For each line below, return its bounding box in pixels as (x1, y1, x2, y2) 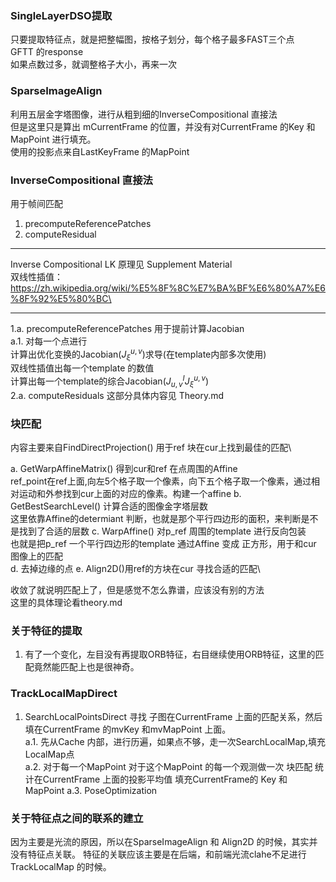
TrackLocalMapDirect (10, 687, 118, 701)
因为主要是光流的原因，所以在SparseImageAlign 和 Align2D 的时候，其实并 (10, 835, 318, 847)
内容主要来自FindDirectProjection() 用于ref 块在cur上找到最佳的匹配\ (10, 442, 292, 454)
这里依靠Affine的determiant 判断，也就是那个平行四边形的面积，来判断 (10, 513, 302, 525)
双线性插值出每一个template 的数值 (10, 362, 155, 374)
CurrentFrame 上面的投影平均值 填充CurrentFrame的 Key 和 (42, 773, 288, 785)
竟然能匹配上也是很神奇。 (33, 661, 140, 673)
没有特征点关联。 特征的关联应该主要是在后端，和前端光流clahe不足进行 (10, 848, 307, 860)
